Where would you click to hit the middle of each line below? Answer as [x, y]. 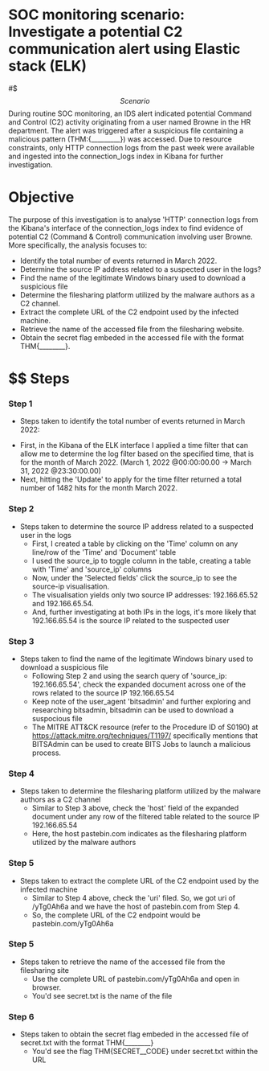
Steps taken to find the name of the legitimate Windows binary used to [137, 659]
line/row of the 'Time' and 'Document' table [104, 552]
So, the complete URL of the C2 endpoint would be [116, 915]
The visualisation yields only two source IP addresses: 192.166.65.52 [145, 595]
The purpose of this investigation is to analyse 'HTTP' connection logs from [133, 220]
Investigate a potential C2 [96, 32]
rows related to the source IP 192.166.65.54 [103, 692]
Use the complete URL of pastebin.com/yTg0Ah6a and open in [135, 979]
